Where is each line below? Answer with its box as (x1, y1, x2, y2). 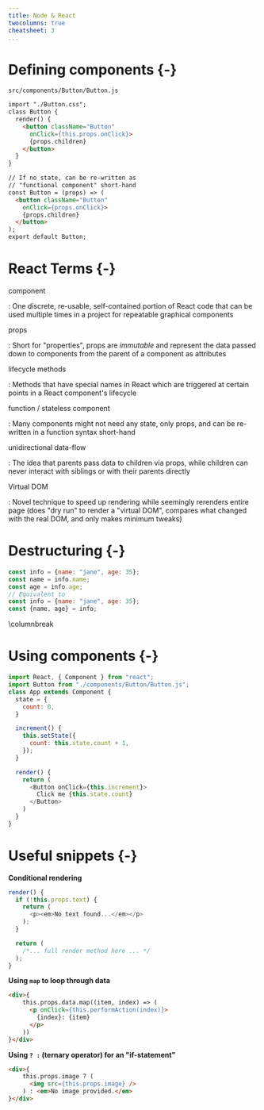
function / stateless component (8, 404, 110, 413)
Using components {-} (8, 647, 159, 665)
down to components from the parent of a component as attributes (8, 349, 227, 358)
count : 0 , (22, 703, 55, 711)
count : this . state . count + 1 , (29, 739, 129, 747)
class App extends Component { (8, 688, 112, 696)
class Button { (8, 108, 59, 116)
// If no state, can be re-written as (8, 174, 136, 182)
